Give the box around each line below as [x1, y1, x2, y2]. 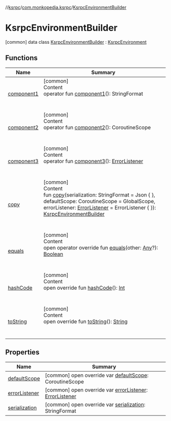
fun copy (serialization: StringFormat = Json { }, [43, 191, 155, 198]
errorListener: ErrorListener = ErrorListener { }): [43, 204, 156, 211]
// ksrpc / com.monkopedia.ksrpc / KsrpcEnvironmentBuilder [5, 5, 127, 10]
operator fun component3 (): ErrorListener [43, 157, 144, 164]
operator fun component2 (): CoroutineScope [43, 124, 151, 131]
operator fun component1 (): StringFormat [43, 90, 144, 97]
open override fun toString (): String [43, 318, 128, 325]
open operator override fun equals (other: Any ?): [43, 244, 158, 251]
